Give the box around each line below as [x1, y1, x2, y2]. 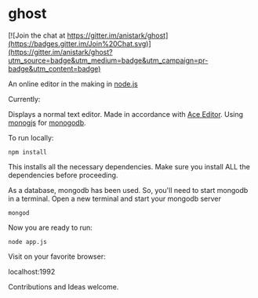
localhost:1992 [8, 267, 56, 276]
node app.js [8, 238, 47, 245]
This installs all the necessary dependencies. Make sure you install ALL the [8, 162, 251, 171]
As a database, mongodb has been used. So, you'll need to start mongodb [8, 185, 249, 194]
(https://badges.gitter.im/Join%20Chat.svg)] [8, 38, 151, 48]
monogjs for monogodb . [8, 118, 86, 127]
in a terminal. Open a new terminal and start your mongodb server [8, 194, 221, 203]
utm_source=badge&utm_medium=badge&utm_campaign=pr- [8, 56, 209, 65]
